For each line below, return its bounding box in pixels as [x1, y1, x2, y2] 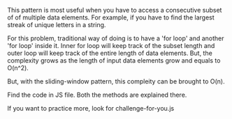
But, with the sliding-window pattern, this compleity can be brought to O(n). [7, 77, 225, 86]
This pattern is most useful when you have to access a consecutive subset [7, 6, 222, 14]
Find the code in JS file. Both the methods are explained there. [7, 90, 187, 99]
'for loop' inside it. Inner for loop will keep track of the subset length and [7, 42, 215, 49]
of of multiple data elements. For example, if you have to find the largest [7, 13, 215, 22]
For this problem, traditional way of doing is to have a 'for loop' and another [7, 34, 224, 42]
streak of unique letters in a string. [7, 21, 106, 29]
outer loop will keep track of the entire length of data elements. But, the [7, 49, 213, 57]
